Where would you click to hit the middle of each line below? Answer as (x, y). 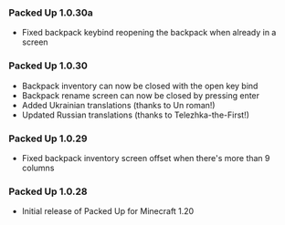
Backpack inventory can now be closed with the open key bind (140, 86)
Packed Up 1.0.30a (51, 13)
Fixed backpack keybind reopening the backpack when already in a (149, 33)
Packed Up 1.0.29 (48, 138)
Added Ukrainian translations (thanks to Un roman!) (118, 105)
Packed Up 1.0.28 (48, 191)
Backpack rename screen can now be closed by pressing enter (141, 95)
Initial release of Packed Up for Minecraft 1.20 (108, 211)
